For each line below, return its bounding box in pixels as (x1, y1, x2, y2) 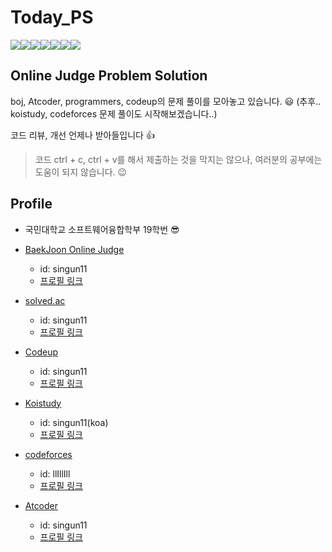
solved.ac (24, 294, 66, 306)
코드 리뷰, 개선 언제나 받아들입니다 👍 (10, 129, 155, 141)
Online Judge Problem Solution (10, 67, 208, 85)
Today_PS (10, 6, 94, 29)
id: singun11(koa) (39, 416, 109, 428)
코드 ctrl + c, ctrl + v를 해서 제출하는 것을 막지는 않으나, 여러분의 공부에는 (34, 153, 323, 165)
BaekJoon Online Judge (24, 243, 125, 255)
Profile (10, 196, 53, 213)
